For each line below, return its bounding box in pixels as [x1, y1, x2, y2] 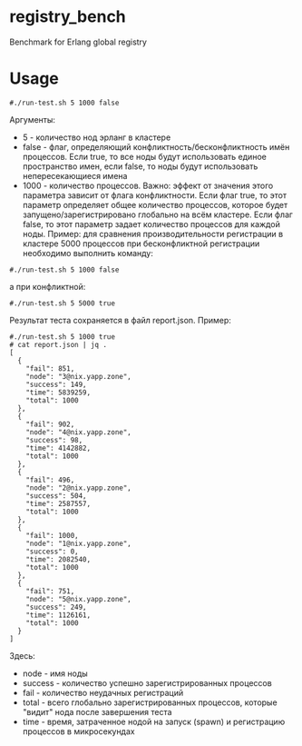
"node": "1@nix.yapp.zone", [25, 539, 132, 548]
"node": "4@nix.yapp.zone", [25, 427, 132, 437]
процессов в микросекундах [22, 725, 135, 737]
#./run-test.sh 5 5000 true [9, 298, 116, 308]
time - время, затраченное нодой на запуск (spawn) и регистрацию [22, 716, 286, 727]
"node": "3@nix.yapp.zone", [25, 372, 132, 381]
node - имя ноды [22, 668, 88, 679]
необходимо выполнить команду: [22, 247, 154, 258]
